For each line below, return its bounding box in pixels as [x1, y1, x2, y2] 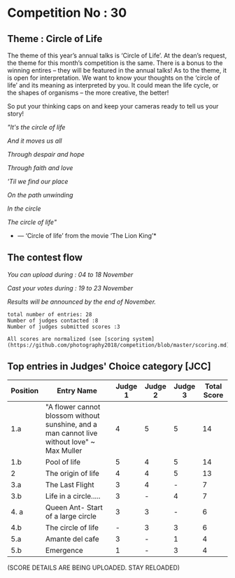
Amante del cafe [45, 534, 99, 544]
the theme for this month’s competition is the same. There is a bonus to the [7, 59, 223, 67]
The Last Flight [45, 479, 94, 489]
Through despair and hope [7, 150, 85, 158]
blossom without [45, 411, 100, 421]
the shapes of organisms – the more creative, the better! [7, 89, 169, 97]
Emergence [45, 545, 84, 555]
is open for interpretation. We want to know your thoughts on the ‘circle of [7, 73, 220, 82]
